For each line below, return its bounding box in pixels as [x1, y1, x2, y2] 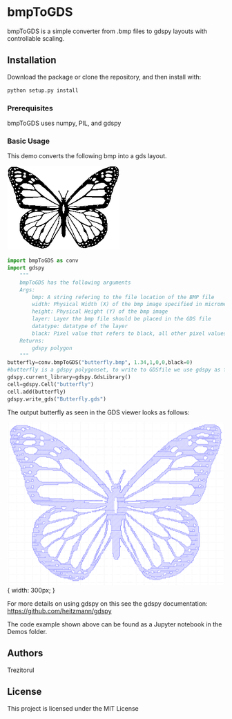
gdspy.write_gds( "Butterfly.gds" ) [7, 395, 107, 403]
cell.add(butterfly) [7, 388, 67, 395]
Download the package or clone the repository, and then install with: [7, 73, 202, 81]
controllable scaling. [7, 34, 65, 42]
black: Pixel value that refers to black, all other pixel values [32, 329, 227, 337]
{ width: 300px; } [7, 586, 55, 595]
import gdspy [7, 265, 45, 271]
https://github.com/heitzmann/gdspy [7, 607, 112, 615]
